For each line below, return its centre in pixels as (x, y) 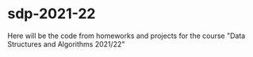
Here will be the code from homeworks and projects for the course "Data (126, 36)
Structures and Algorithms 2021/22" (66, 44)
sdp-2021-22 (52, 14)
